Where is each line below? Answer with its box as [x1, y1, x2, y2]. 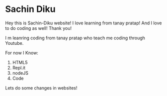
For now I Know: [5, 50, 39, 56]
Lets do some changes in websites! [5, 85, 78, 91]
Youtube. [5, 40, 24, 46]
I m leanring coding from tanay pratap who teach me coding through [5, 35, 146, 41]
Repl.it [12, 65, 26, 71]
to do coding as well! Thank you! [5, 25, 72, 31]
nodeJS [12, 70, 29, 76]
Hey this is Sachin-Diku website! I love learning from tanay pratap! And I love [5, 20, 162, 26]
